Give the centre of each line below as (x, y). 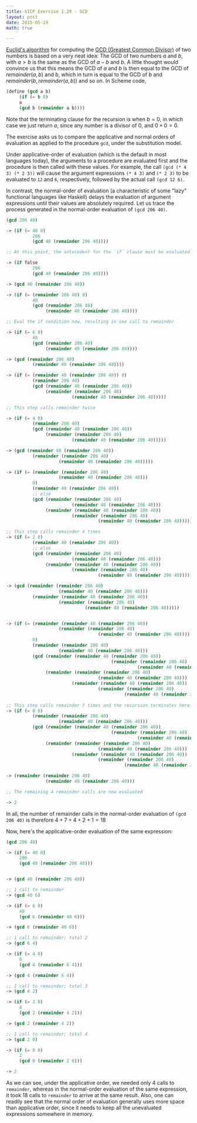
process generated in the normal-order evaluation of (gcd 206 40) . (87, 209)
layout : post (22, 17)
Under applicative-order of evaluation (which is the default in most (86, 154)
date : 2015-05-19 (27, 22)
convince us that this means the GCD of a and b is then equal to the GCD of (97, 69)
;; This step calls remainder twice (51, 408)
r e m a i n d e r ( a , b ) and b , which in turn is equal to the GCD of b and (84, 74)
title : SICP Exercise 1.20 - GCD (47, 11)
